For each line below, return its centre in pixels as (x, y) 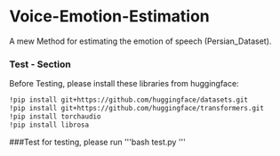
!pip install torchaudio (55, 116)
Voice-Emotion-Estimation (110, 16)
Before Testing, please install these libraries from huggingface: (124, 84)
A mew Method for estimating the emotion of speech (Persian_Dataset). (140, 41)
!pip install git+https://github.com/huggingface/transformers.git (137, 109)
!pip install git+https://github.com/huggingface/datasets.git (129, 100)
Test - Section (40, 64)
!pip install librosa (49, 125)
